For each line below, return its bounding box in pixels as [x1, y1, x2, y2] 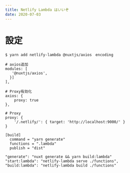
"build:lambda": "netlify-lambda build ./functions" [5, 163, 117, 168]
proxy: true [14, 98, 39, 103]
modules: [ [5, 67, 28, 72]
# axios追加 [5, 62, 28, 67]
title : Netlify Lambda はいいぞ [5, 7, 69, 12]
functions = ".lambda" [9, 141, 57, 147]
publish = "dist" [9, 146, 46, 151]
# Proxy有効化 [5, 89, 32, 94]
